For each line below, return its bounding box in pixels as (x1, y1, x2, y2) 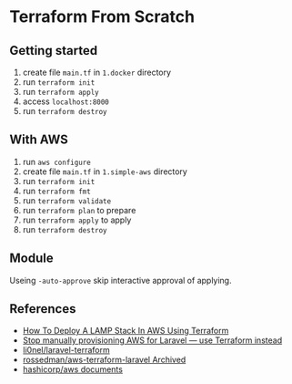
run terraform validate (22, 194, 112, 206)
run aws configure (22, 156, 91, 167)
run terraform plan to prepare (22, 204, 136, 215)
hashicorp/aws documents (22, 364, 123, 375)
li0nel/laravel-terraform (22, 345, 111, 356)
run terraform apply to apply (22, 214, 132, 225)
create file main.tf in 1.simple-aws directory (22, 166, 188, 177)
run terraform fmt (22, 185, 91, 196)
